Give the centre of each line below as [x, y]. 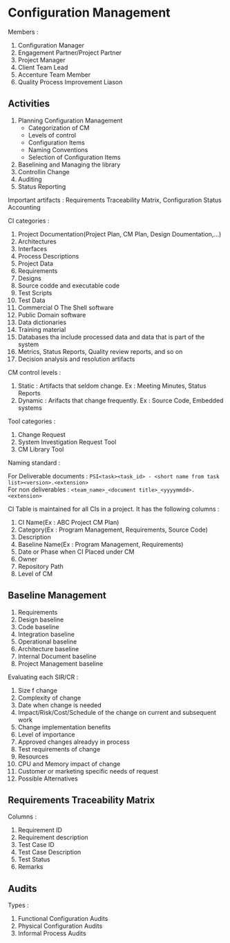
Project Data [36, 263]
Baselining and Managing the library [69, 165]
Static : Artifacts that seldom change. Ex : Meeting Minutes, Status [112, 386]
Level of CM [35, 573]
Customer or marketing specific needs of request [88, 771]
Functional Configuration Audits [63, 919]
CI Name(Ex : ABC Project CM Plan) [68, 522]
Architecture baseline [48, 648]
